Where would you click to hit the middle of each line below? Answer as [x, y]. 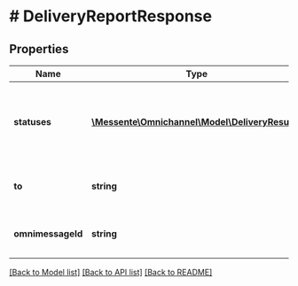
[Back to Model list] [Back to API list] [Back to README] [111, 272]
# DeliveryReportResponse [111, 16]
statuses [32, 122]
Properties [39, 49]
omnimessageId [48, 234]
